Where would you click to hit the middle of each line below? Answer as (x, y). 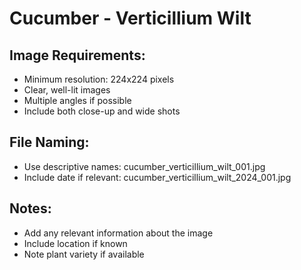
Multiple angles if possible (77, 100)
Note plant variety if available (84, 254)
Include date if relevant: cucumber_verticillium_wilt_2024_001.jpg (157, 177)
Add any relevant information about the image (118, 233)
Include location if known (75, 243)
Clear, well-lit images (67, 90)
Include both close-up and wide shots (102, 111)
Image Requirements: (77, 55)
